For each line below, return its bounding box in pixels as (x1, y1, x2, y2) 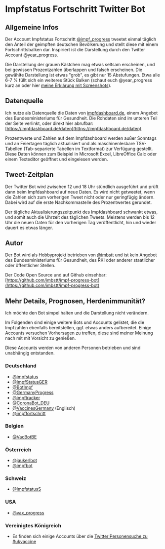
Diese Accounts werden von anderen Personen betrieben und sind (5, 345, 141, 351)
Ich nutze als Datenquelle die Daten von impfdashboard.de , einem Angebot (5, 110, 158, 116)
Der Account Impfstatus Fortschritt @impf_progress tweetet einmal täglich (5, 36, 157, 42)
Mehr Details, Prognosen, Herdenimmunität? (5, 297, 146, 305)
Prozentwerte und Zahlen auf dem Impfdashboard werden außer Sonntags (5, 135, 157, 141)
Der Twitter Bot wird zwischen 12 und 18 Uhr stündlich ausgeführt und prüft (5, 184, 159, 190)
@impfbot (12, 463, 33, 469)
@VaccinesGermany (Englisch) (12, 405, 76, 411)
